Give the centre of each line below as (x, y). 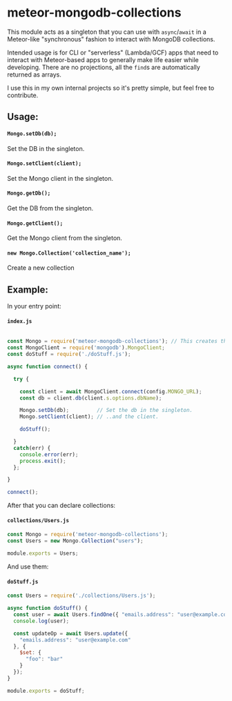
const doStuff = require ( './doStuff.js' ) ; (69, 354)
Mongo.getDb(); (29, 194)
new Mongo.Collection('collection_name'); (69, 253)
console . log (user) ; (41, 621)
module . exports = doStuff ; (46, 691)
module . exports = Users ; (43, 553)
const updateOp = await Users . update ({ (71, 633)
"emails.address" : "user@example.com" (75, 640)
